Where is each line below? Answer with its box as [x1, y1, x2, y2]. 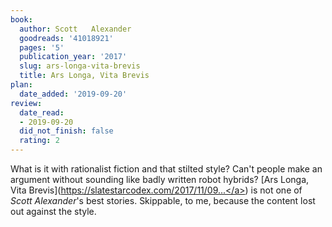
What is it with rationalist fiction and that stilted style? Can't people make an [10, 163, 323, 175]
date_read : [19, 107, 65, 118]
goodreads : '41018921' [19, 33, 114, 43]
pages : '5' [19, 42, 65, 53]
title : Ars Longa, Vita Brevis [19, 71, 150, 81]
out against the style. [10, 206, 97, 217]
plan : [10, 80, 33, 90]
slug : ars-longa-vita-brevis [19, 61, 141, 71]
